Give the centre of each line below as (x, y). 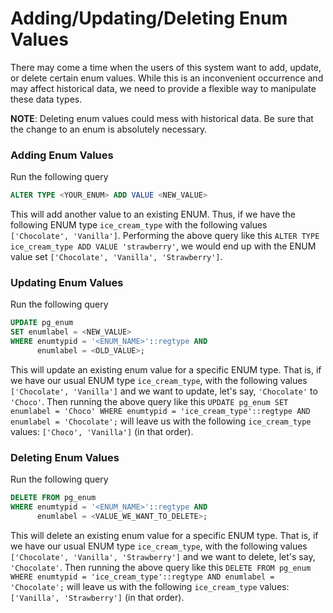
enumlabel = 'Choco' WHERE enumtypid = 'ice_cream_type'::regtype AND (160, 411)
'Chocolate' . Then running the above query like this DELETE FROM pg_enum (161, 567)
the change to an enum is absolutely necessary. (109, 129)
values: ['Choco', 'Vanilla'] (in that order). (102, 431)
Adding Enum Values (62, 155)
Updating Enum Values (67, 283)
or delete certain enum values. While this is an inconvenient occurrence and (167, 78)
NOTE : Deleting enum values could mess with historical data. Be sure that (162, 118)
